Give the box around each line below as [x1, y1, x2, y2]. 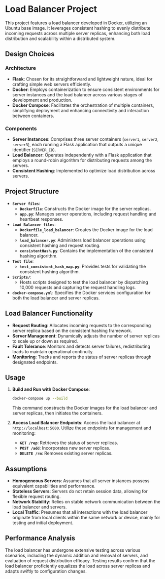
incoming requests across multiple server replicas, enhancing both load [5, 30, 151, 36]
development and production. [12, 97, 72, 103]
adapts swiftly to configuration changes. [5, 568, 87, 574]
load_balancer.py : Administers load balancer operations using [19, 237, 146, 243]
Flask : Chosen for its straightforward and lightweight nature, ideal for [12, 76, 153, 82]
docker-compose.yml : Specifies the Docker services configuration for [12, 289, 151, 295]
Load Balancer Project [5, 3, 98, 15]
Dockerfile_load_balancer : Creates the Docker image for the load [19, 226, 153, 233]
